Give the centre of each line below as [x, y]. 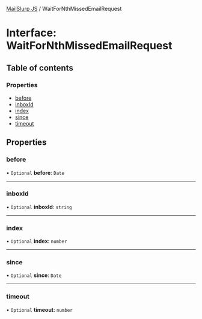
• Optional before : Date [35, 172]
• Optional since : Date [34, 275]
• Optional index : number [37, 241]
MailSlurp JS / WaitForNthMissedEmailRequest [64, 9]
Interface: [32, 33]
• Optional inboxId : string [39, 207]
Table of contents [40, 68]
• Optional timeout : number [40, 309]
